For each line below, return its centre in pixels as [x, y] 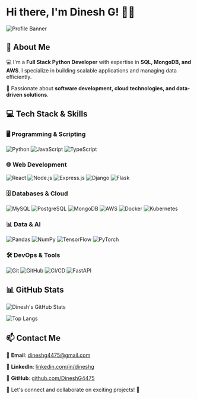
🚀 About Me [28, 47]
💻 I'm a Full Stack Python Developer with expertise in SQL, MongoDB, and [99, 62]
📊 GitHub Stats [35, 290]
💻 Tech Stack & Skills [47, 114]
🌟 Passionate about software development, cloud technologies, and [91, 88]
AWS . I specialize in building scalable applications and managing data [91, 70]
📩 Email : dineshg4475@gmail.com [48, 355]
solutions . [36, 94]
